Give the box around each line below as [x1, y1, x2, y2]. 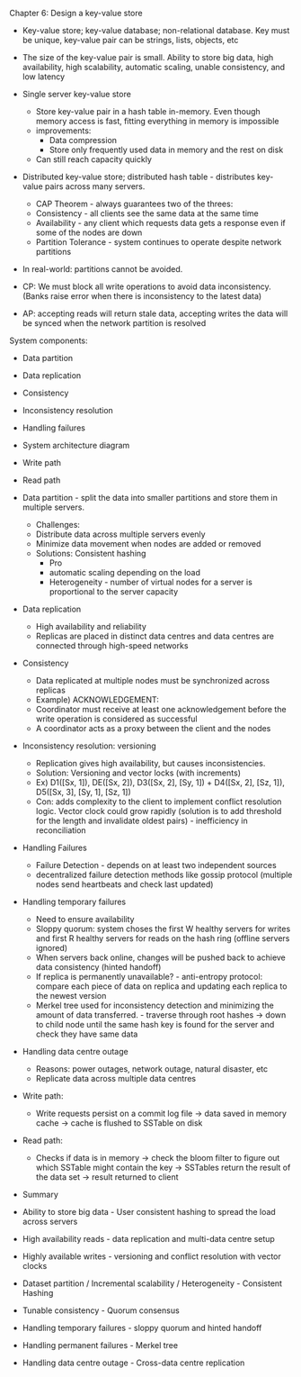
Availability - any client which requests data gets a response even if [35, 218, 286, 228]
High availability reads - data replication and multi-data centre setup [22, 1234, 276, 1244]
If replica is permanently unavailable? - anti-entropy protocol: [35, 972, 263, 982]
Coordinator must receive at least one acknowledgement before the [35, 704, 287, 714]
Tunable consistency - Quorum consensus [22, 1305, 180, 1316]
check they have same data [35, 1028, 138, 1039]
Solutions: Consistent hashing [35, 548, 146, 558]
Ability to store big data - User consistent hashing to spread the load [22, 1207, 276, 1217]
